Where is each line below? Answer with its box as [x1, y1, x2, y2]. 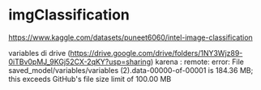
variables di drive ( [8, 48, 71, 58]
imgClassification [8, 6, 130, 24]
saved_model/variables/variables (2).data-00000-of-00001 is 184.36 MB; [8, 65, 254, 75]
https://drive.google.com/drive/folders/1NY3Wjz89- [70, 48, 243, 58]
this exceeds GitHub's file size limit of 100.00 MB [8, 74, 172, 84]
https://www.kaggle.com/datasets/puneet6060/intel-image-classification [8, 32, 253, 42]
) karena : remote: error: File [150, 57, 245, 66]
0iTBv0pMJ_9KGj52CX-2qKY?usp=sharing [8, 57, 152, 66]
